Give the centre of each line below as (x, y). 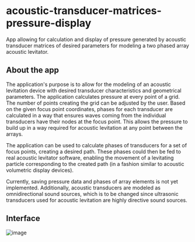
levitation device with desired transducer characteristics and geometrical (94, 90)
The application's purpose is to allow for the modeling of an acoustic (88, 84)
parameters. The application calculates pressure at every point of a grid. (93, 96)
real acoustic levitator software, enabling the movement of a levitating (90, 158)
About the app (33, 70)
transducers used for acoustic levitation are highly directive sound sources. (97, 200)
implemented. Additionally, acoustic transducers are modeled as (83, 188)
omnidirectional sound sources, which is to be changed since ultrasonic (93, 193)
